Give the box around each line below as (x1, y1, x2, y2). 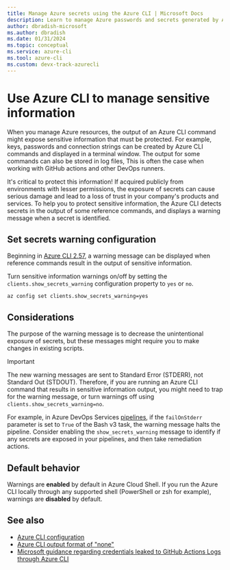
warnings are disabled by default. (7, 495, 103, 503)
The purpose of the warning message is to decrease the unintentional (7, 330, 204, 338)
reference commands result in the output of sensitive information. (7, 259, 192, 267)
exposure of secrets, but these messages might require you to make (7, 337, 200, 345)
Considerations (7, 311, 75, 323)
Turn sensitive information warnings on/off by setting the (7, 272, 168, 281)
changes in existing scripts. (7, 344, 84, 353)
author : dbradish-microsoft (7, 23, 88, 29)
